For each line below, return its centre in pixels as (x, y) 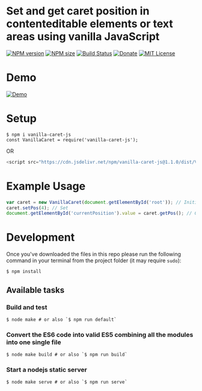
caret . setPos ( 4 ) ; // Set (37, 208)
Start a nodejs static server (47, 370)
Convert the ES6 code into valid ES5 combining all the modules (100, 334)
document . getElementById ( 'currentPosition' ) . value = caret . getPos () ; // (99, 214)
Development (41, 237)
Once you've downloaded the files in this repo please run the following (94, 254)
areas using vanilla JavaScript (83, 37)
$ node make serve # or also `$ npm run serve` (67, 382)
